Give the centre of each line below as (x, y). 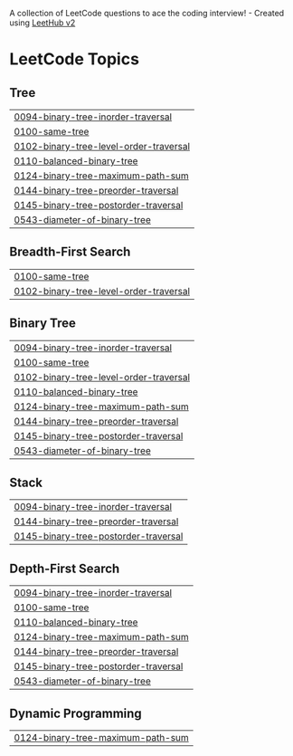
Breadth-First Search (70, 252)
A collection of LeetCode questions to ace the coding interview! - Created (147, 13)
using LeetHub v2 (43, 23)
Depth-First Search (65, 568)
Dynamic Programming (76, 713)
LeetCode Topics (75, 59)
